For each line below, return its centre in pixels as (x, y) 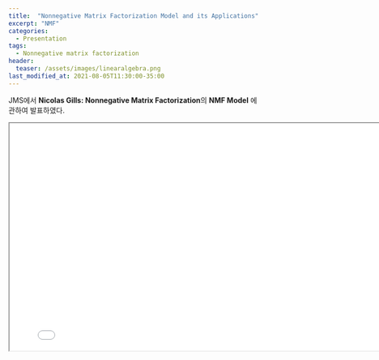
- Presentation (41, 38)
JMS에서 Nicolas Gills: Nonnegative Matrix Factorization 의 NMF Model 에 (133, 100)
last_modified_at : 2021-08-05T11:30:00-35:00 (86, 76)
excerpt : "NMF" (34, 23)
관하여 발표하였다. (37, 110)
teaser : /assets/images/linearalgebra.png (88, 69)
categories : (28, 31)
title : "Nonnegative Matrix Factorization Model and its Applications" (134, 16)
